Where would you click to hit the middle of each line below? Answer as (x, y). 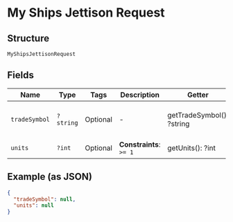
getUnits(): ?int (192, 148)
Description (140, 95)
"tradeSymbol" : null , (45, 199)
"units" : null (34, 205)
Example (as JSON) (50, 177)
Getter (198, 95)
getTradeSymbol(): (198, 115)
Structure (28, 38)
